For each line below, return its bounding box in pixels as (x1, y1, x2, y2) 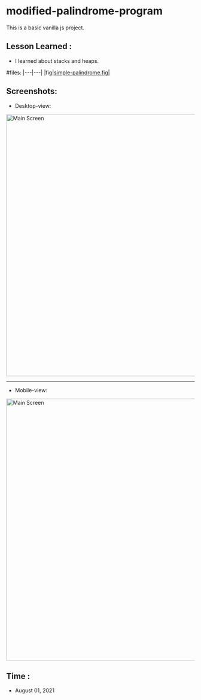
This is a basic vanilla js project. (6, 24, 85, 31)
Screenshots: (6, 86, 58, 96)
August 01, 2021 (14, 687, 55, 694)
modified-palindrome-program (6, 4, 163, 18)
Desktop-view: (14, 102, 51, 109)
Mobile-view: (14, 386, 48, 393)
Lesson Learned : (6, 41, 72, 51)
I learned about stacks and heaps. (14, 57, 99, 64)
